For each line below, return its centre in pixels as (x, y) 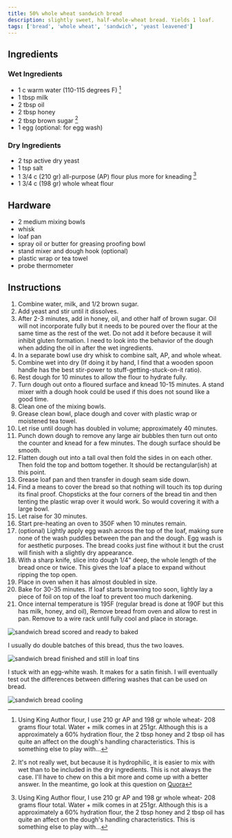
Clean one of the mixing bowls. (62, 406)
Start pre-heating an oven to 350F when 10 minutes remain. (102, 523)
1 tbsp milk (33, 97)
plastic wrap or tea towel (53, 258)
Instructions (34, 287)
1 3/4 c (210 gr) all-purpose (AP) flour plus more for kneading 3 (107, 176)
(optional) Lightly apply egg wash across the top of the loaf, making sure (120, 530)
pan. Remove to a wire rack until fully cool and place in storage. (108, 618)
